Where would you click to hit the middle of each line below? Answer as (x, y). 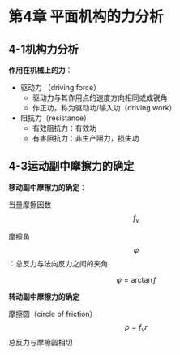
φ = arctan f (136, 279)
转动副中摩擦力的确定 (44, 297)
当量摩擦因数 (30, 205)
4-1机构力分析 (44, 49)
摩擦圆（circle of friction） (53, 314)
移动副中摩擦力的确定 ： (47, 187)
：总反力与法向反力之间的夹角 (58, 263)
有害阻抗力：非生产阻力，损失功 (86, 138)
